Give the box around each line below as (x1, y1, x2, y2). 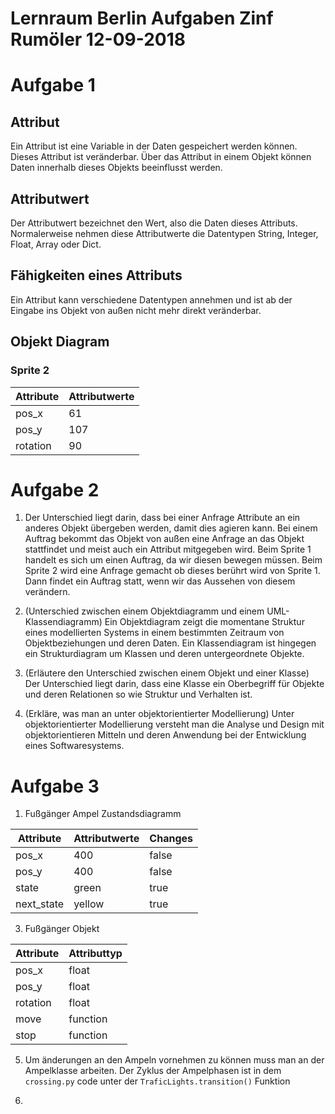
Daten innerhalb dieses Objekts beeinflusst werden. (10, 162, 223, 174)
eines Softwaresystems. (24, 740, 125, 752)
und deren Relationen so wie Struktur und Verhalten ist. (24, 688, 253, 701)
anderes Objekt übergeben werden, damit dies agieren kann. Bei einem (24, 522, 318, 534)
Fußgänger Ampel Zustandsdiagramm (24, 808, 182, 820)
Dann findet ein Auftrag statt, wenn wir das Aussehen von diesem (24, 575, 296, 587)
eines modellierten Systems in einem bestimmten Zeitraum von (24, 627, 285, 639)
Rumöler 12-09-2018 (10, 28, 187, 51)
